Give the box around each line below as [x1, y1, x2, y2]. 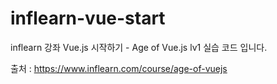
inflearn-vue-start [10, 7, 166, 30]
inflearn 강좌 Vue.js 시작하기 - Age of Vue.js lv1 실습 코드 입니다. [10, 41, 268, 53]
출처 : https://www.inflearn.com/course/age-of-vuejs [10, 62, 228, 74]
